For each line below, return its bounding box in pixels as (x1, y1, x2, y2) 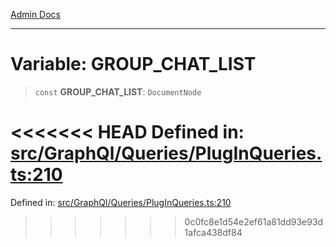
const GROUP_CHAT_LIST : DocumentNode (34, 85, 202, 98)
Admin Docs (10, 9, 61, 20)
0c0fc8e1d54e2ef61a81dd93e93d (184, 215, 324, 228)
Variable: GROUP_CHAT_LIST (10, 53, 257, 76)
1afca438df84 (184, 226, 243, 238)
